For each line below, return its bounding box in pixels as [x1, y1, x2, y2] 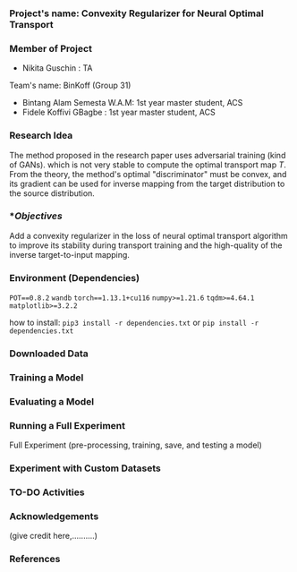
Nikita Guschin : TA [21, 63, 93, 73]
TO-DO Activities [9, 486, 85, 499]
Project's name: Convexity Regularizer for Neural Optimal [9, 7, 264, 20]
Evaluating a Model [9, 395, 95, 407]
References [9, 553, 61, 566]
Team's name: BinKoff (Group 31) [9, 80, 132, 91]
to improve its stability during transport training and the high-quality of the [9, 240, 283, 251]
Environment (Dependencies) [9, 271, 140, 284]
